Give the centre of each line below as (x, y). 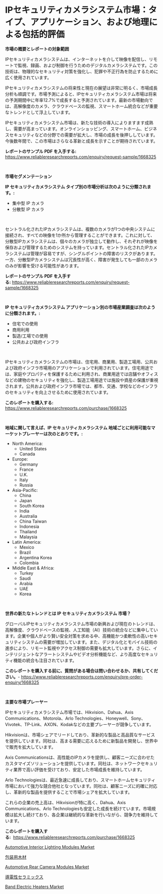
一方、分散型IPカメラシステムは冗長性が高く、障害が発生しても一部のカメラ (81, 260)
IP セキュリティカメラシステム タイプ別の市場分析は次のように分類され (76, 186)
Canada (27, 454)
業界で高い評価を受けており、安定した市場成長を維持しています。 (79, 770)
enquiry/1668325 (22, 682)
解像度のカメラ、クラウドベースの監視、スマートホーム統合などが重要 (88, 106)
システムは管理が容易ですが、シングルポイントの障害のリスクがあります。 (83, 253)
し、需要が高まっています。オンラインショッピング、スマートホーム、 (75, 129)
